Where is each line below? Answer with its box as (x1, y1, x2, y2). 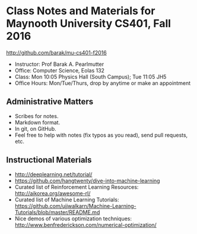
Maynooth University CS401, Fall (6, 17, 171, 30)
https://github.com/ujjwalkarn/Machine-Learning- (14, 202, 136, 209)
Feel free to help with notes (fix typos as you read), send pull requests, (14, 131, 188, 138)
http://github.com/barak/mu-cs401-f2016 (6, 49, 107, 56)
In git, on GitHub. (14, 125, 56, 132)
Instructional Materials (6, 155, 92, 165)
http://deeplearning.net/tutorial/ (14, 170, 93, 178)
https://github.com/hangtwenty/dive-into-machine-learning (14, 177, 160, 184)
